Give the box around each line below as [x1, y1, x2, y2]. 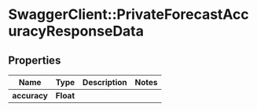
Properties [8, 54, 61, 67]
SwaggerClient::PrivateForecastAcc [8, 6, 249, 24]
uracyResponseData [8, 22, 144, 40]
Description [82, 77, 127, 87]
